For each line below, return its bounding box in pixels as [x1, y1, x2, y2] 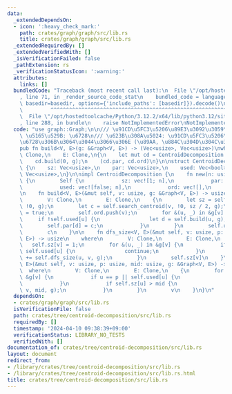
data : [7, 10, 23, 17]
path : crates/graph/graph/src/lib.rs [19, 29, 128, 37]
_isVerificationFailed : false [13, 55, 100, 62]
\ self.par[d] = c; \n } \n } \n [19, 222, 184, 229]
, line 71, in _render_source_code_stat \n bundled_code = [19, 94, 199, 101]
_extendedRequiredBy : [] [13, 42, 85, 49]
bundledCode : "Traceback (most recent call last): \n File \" [13, 87, 196, 94]
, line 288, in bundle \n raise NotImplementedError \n [19, 119, 187, 126]
